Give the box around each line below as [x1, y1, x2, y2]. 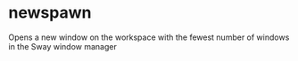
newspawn [8, 3, 92, 23]
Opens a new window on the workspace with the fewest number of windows [8, 32, 290, 42]
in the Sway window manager [8, 41, 117, 51]
